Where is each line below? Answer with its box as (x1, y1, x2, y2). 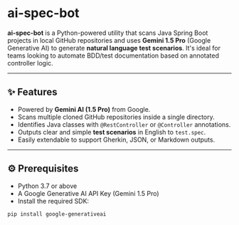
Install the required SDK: (17, 197, 90, 205)
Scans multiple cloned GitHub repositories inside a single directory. (17, 112, 215, 121)
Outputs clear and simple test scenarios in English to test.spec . (17, 127, 206, 136)
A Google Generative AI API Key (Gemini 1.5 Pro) (17, 189, 159, 197)
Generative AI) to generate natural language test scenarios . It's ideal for (7, 43, 221, 52)
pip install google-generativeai (7, 210, 107, 218)
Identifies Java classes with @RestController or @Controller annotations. (17, 120, 231, 129)
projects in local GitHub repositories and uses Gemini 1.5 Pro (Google (7, 36, 211, 44)
